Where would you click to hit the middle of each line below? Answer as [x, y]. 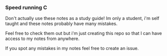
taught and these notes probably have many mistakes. [61, 23]
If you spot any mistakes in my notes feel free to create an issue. [72, 48]
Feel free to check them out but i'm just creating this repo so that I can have [84, 33]
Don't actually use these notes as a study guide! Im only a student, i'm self [82, 18]
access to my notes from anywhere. [42, 38]
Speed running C [26, 7]
